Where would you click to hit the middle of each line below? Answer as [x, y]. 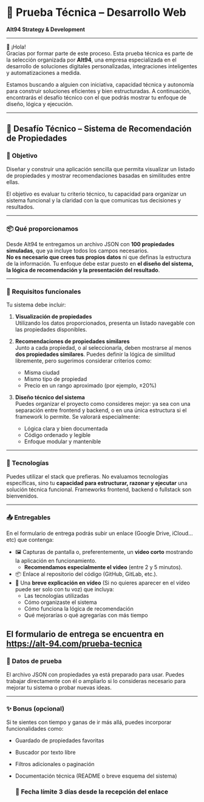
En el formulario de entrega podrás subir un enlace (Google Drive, [89, 533]
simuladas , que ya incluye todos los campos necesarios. [77, 250]
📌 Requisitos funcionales [44, 291]
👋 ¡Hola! [16, 47]
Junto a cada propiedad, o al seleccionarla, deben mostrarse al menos [103, 348]
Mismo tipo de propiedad [56, 379]
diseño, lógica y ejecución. [40, 104]
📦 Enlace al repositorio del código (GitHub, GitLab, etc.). [86, 574]
